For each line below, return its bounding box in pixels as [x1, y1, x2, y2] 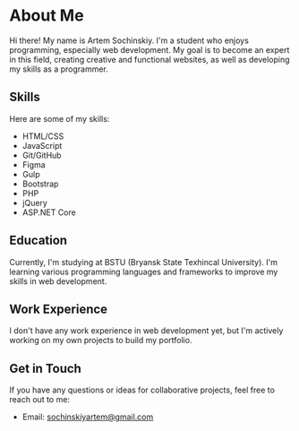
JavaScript [21, 140, 63, 151]
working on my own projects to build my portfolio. [9, 335, 192, 346]
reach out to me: [9, 394, 70, 405]
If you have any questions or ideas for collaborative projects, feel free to [9, 384, 276, 395]
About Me [9, 5, 84, 26]
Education [9, 233, 68, 248]
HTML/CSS [21, 131, 64, 142]
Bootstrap [21, 178, 59, 189]
